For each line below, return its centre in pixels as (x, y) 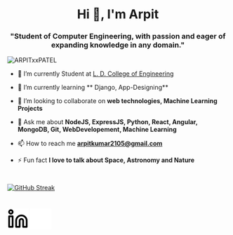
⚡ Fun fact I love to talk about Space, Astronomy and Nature (106, 160)
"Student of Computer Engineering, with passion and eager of (118, 36)
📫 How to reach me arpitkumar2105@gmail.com (90, 144)
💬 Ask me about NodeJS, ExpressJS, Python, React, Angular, (107, 122)
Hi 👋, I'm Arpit (118, 14)
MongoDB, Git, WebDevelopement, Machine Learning (97, 130)
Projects (30, 109)
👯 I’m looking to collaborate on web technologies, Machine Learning (117, 101)
